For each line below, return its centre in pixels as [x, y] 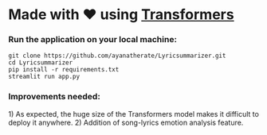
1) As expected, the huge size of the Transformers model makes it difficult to [133, 114]
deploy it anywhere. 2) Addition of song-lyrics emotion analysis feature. [126, 122]
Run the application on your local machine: [93, 40]
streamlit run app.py [44, 77]
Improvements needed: [55, 97]
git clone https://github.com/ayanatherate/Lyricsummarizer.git [117, 56]
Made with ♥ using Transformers [121, 15]
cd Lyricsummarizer [41, 63]
